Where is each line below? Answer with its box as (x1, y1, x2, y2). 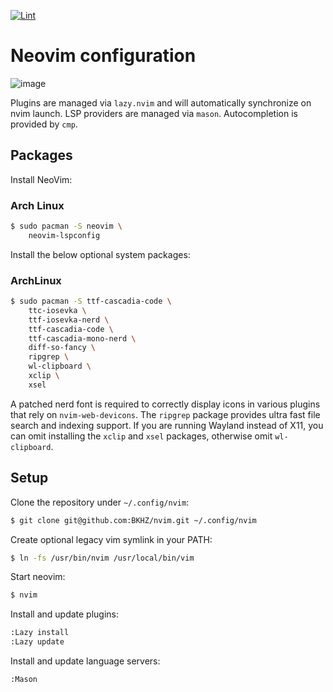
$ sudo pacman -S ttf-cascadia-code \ (10, 296, 172, 307)
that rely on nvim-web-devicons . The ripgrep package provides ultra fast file (10, 408, 321, 420)
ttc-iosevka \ (28, 305, 87, 315)
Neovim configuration (10, 45, 197, 67)
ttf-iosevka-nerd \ (28, 315, 110, 325)
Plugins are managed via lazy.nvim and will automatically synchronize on (10, 96, 312, 109)
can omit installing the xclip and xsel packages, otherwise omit (10, 430, 273, 442)
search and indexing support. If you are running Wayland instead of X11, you (10, 419, 324, 431)
